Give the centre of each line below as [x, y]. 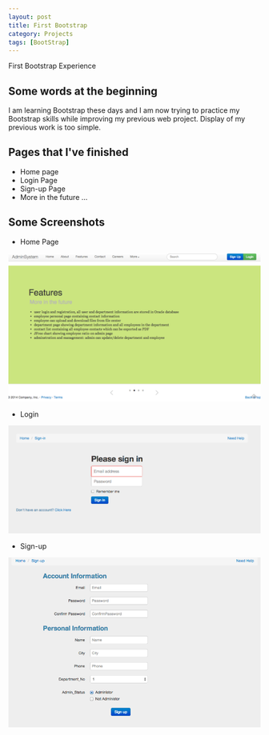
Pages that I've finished [68, 152]
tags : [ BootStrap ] [39, 42]
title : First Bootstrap [48, 25]
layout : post [30, 17]
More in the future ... [54, 197]
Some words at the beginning [83, 91]
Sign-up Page [42, 189]
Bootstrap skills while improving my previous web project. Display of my [127, 119]
